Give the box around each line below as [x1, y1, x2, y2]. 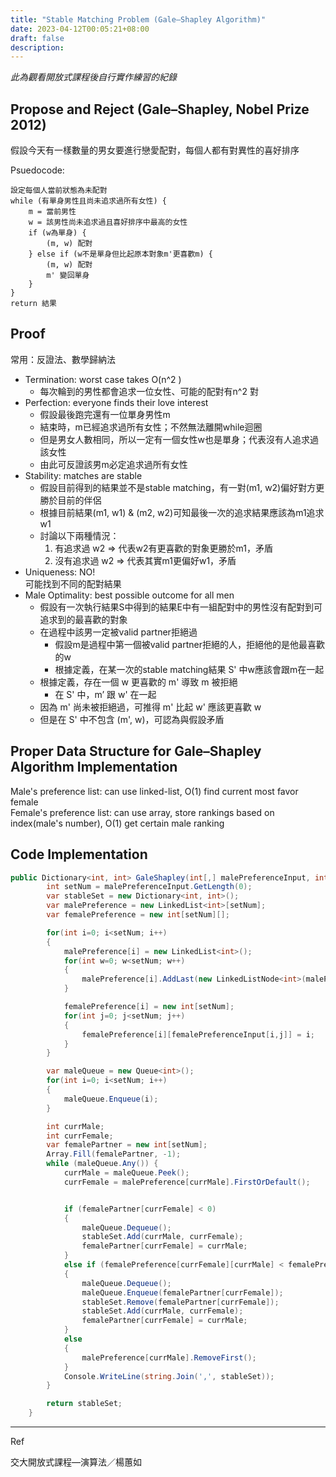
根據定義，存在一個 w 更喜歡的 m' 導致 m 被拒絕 [39, 676, 238, 688]
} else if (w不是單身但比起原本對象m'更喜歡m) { [28, 249, 213, 260]
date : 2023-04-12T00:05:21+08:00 [10, 24, 150, 34]
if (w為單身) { [28, 228, 87, 238]
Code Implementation [10, 846, 148, 863]
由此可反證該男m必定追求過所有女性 [39, 458, 188, 470]
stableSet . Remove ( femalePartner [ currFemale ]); [81, 1297, 280, 1307]
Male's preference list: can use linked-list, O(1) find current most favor [10, 785, 299, 797]
